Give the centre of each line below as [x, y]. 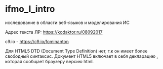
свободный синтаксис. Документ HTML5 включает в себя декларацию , [81, 56]
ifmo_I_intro [30, 9]
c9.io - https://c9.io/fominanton [37, 41]
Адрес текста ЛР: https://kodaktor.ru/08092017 [54, 32]
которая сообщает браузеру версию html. [49, 61]
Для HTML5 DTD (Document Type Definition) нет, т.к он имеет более [76, 51]
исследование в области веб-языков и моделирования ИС [67, 23]
